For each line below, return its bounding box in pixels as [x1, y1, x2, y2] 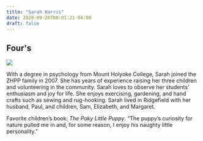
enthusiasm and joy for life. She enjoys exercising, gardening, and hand [6, 90, 186, 98]
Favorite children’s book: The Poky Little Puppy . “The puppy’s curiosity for [6, 115, 193, 122]
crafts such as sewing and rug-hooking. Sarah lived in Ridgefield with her [6, 96, 191, 104]
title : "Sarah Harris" [6, 9, 64, 15]
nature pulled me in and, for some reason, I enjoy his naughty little [6, 121, 173, 129]
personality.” [6, 128, 39, 135]
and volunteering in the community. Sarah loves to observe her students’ [6, 84, 190, 91]
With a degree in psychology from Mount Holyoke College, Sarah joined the [6, 71, 197, 78]
